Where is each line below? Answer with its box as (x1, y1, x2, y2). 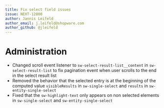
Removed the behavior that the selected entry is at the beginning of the (12, 78, 156, 84)
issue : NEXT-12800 (5, 12, 43, 17)
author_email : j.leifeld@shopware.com (5, 20, 84, 26)
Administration (5, 46, 67, 57)
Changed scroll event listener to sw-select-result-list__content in (12, 62, 148, 68)
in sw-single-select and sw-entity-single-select (12, 98, 113, 104)
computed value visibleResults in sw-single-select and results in (12, 83, 148, 89)
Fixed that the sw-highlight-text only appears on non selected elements (12, 92, 159, 98)
